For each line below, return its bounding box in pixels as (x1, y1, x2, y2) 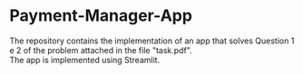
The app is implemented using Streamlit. (9, 54, 161, 65)
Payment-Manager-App (9, 5, 193, 26)
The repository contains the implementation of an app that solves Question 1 (9, 35, 295, 46)
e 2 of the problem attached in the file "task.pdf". (9, 44, 192, 55)
